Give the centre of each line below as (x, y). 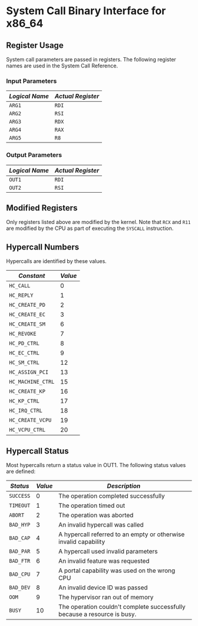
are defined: (21, 472)
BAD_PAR (20, 552)
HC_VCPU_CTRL (27, 430)
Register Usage (35, 45)
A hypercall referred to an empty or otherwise (122, 534)
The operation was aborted (96, 515)
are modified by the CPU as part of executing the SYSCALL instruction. (90, 228)
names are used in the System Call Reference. (62, 66)
